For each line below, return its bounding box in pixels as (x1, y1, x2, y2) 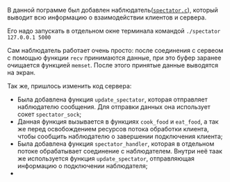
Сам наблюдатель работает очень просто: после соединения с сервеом (7, 47, 224, 54)
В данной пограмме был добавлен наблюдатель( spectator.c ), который (7, 6, 219, 14)
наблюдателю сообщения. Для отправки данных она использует (17, 103, 211, 110)
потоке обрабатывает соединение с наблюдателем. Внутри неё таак (17, 147, 222, 155)
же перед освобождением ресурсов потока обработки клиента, (17, 125, 210, 133)
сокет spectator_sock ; (17, 110, 82, 118)
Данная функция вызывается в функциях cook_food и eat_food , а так (17, 117, 219, 126)
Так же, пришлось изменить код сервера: (7, 82, 132, 90)
